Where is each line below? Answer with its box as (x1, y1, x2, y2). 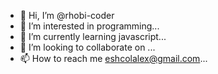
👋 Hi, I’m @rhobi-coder (19, 10, 115, 21)
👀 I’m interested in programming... (19, 20, 160, 32)
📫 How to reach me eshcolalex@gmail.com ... (19, 53, 208, 64)
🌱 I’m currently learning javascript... (19, 31, 167, 42)
